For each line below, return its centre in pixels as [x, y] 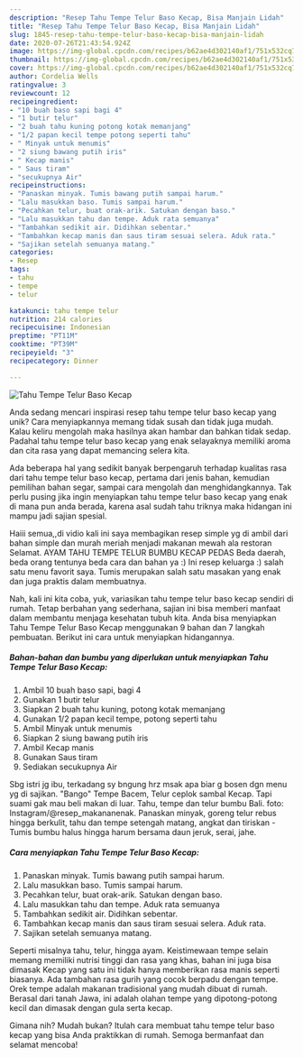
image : [22, 51]
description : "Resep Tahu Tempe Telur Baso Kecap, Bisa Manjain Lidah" [147, 18]
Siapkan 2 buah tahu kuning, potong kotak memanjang [124, 709]
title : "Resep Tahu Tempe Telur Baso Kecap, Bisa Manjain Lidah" [134, 26]
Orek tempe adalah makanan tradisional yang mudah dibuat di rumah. [138, 988]
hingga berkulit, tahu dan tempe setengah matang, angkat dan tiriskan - [142, 823]
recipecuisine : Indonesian [60, 327]
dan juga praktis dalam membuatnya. [78, 581]
